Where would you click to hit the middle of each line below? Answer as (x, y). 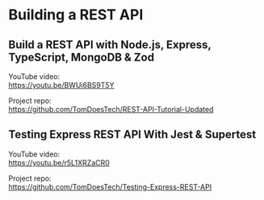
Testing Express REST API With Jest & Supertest (132, 135)
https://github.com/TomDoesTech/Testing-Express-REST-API (110, 186)
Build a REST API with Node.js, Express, (110, 45)
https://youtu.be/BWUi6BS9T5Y (61, 85)
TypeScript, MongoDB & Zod (82, 57)
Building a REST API (76, 15)
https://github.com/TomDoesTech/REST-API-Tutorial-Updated (111, 109)
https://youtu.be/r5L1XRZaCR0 (59, 162)
